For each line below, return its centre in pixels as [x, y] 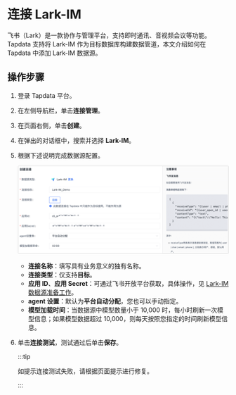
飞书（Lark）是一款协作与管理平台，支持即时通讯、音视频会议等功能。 [109, 35]
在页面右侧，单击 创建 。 [51, 125]
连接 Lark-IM [45, 14]
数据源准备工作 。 [53, 292]
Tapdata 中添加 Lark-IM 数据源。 [54, 53]
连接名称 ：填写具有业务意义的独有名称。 [86, 266]
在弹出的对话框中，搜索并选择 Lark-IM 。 [76, 140]
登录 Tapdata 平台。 [46, 95]
